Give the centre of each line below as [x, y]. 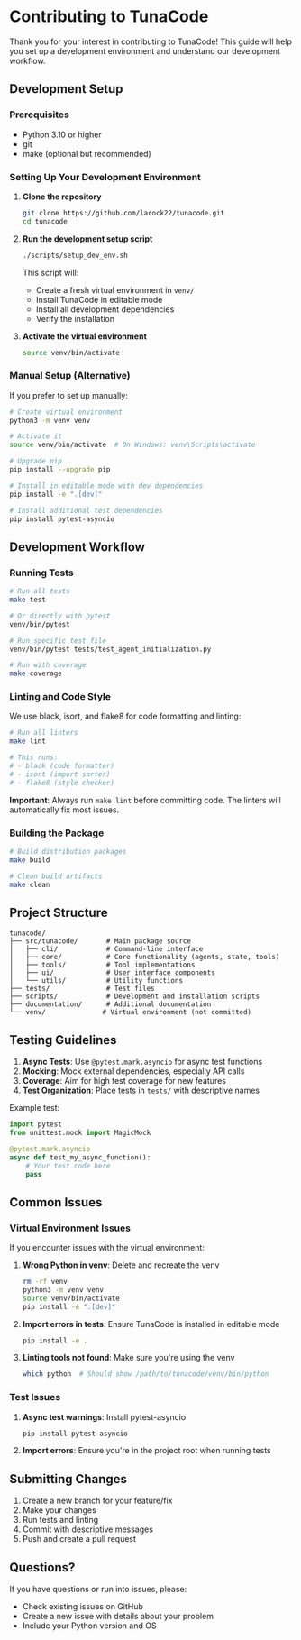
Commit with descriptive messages [87, 1529]
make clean [30, 884]
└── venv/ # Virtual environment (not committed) [131, 1012]
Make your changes [59, 1510]
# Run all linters [44, 733]
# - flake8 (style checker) [62, 783]
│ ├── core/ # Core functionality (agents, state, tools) [145, 957]
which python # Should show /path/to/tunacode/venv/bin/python [146, 1374]
